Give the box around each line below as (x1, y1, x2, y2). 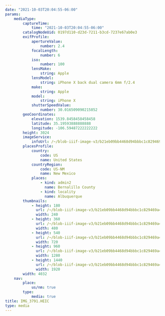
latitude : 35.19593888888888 (31, 121, 91, 126)
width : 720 (36, 240, 58, 244)
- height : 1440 (31, 258, 63, 263)
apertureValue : (31, 39, 63, 44)
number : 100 (40, 62, 65, 67)
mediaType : (14, 16, 36, 21)
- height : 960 (31, 244, 60, 249)
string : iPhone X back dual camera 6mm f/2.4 (40, 80, 135, 85)
